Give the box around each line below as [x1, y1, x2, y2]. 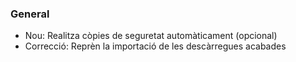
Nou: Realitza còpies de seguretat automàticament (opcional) [24, 30, 278, 42]
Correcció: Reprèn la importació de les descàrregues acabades [24, 40, 287, 52]
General [10, 7, 50, 21]
